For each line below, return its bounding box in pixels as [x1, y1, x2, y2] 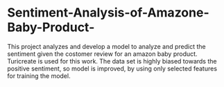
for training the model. [7, 71, 71, 80]
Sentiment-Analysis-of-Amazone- [7, 5, 209, 21]
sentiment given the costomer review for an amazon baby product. [7, 50, 198, 58]
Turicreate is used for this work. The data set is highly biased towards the [7, 57, 217, 65]
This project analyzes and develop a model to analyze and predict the [7, 42, 206, 50]
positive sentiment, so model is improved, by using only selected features [7, 64, 217, 72]
